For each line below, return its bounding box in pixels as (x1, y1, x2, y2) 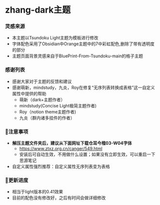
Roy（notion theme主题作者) (19, 109, 77, 115)
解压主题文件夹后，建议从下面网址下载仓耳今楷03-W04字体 (12, 140, 132, 146)
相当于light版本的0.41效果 (12, 189, 63, 195)
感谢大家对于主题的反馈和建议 (12, 78, 72, 84)
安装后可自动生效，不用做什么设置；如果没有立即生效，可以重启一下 (19, 152, 156, 157)
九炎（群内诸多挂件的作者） (19, 115, 75, 120)
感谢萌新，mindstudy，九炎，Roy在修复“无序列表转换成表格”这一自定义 (12, 85, 155, 90)
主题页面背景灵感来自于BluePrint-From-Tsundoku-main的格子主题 (12, 53, 144, 59)
